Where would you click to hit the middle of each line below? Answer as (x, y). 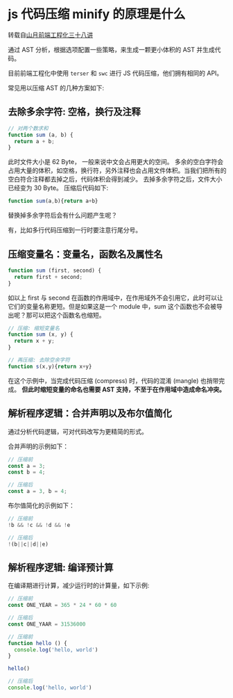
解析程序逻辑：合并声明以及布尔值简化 (90, 413)
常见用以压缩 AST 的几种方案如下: (56, 88)
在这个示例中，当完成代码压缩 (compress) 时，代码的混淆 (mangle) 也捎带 (113, 380)
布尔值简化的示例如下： (41, 505)
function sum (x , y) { (41, 334)
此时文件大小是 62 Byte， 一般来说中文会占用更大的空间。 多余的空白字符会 (116, 162)
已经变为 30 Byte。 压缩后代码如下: (58, 188)
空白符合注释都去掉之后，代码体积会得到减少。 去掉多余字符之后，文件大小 (115, 179)
